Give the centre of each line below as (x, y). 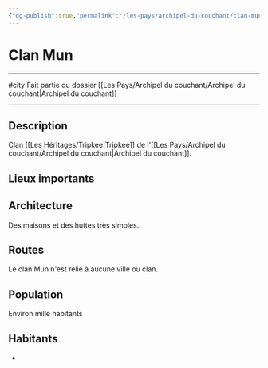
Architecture (41, 206)
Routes (26, 249)
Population (36, 294)
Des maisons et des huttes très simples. (74, 225)
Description (38, 126)
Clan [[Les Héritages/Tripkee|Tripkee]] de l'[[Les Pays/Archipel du (117, 145)
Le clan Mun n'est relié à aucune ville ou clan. (83, 269)
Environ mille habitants (45, 314)
